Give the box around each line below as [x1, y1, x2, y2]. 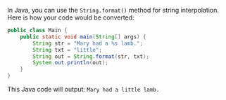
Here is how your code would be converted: [7, 13, 135, 22]
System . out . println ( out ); [32, 59, 109, 66]
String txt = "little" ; [32, 46, 102, 53]
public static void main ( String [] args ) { [20, 33, 146, 41]
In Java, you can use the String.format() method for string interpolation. [7, 6, 220, 14]
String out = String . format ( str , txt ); [32, 52, 150, 60]
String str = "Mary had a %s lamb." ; [32, 40, 143, 47]
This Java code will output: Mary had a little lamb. [7, 85, 160, 93]
